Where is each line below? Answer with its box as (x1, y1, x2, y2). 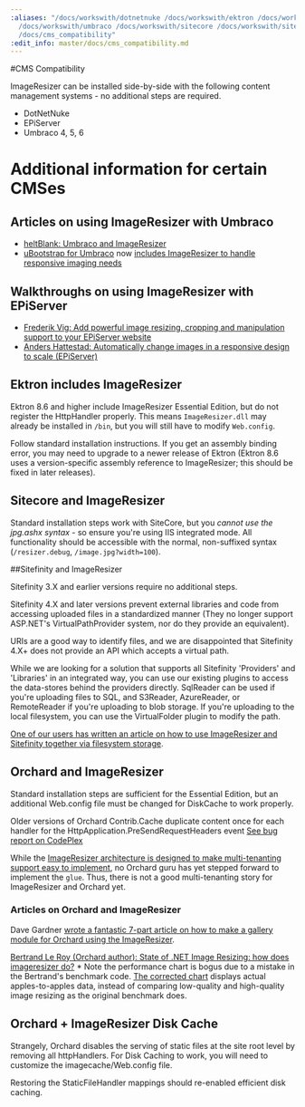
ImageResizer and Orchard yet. (10, 881, 126, 892)
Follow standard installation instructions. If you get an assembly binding (10, 438, 277, 448)
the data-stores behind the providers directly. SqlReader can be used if (10, 681, 275, 693)
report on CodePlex (10, 834, 83, 845)
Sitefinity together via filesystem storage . (10, 737, 164, 748)
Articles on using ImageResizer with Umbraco (10, 214, 274, 229)
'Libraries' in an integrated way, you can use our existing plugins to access (10, 672, 289, 683)
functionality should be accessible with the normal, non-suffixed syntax (10, 536, 278, 547)
